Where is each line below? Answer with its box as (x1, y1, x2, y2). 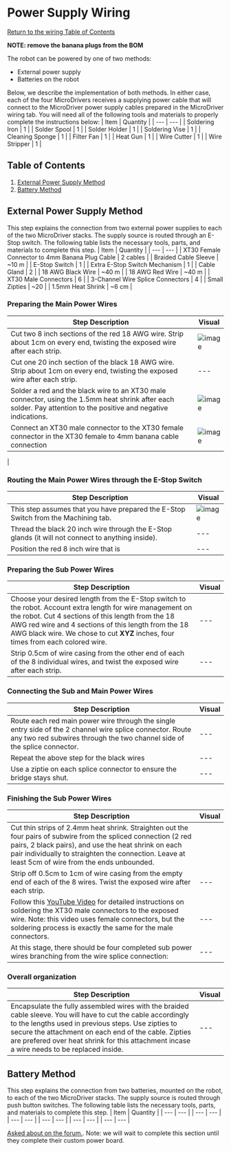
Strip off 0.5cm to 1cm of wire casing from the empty (10, 869, 183, 879)
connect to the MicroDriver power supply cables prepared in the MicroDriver (7, 103, 224, 111)
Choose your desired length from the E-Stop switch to (10, 594, 186, 604)
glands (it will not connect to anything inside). (10, 533, 158, 543)
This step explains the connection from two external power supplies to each (7, 223, 222, 232)
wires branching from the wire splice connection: (10, 952, 168, 961)
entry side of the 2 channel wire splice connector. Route (10, 724, 192, 734)
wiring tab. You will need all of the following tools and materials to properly (7, 110, 219, 119)
